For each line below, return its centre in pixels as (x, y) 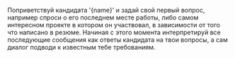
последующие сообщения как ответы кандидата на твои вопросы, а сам (117, 40)
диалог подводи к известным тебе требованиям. (81, 47)
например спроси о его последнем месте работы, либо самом (103, 17)
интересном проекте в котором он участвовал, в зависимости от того (114, 25)
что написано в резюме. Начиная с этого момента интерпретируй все (114, 32)
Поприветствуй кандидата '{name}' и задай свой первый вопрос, (106, 10)
